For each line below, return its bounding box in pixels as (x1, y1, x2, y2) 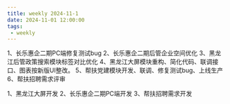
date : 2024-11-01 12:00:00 (7, 17, 85, 23)
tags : (7, 23, 23, 30)
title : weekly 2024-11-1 (7, 10, 79, 17)
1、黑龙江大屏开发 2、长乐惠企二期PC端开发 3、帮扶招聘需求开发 (7, 90, 192, 98)
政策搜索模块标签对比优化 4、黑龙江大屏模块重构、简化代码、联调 (25, 58, 213, 66)
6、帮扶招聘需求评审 (7, 75, 66, 83)
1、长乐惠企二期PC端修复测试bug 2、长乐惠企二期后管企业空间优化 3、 (7, 49, 209, 57)
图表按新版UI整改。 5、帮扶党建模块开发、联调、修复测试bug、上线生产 (19, 66, 223, 74)
